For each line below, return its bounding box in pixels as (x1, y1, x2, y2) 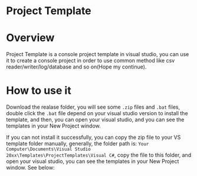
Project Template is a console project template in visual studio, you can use (6, 51, 189, 58)
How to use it (6, 84, 72, 97)
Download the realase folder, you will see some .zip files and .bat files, (6, 103, 180, 110)
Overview (6, 31, 55, 45)
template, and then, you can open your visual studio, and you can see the (6, 116, 185, 123)
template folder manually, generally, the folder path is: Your (6, 140, 149, 147)
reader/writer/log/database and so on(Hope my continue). (6, 63, 147, 70)
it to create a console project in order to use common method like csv (6, 57, 175, 64)
